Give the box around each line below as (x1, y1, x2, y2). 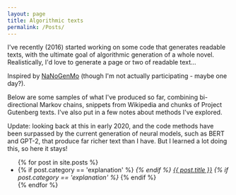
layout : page (7, 10, 46, 18)
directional (7, 101, 39, 109)
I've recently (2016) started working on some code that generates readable (7, 43, 226, 52)
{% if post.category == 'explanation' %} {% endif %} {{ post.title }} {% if (17, 166, 228, 174)
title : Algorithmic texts (7, 17, 83, 24)
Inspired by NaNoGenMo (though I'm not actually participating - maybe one (7, 72, 228, 80)
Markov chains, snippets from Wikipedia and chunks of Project (39, 101, 223, 109)
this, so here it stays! (7, 145, 68, 153)
